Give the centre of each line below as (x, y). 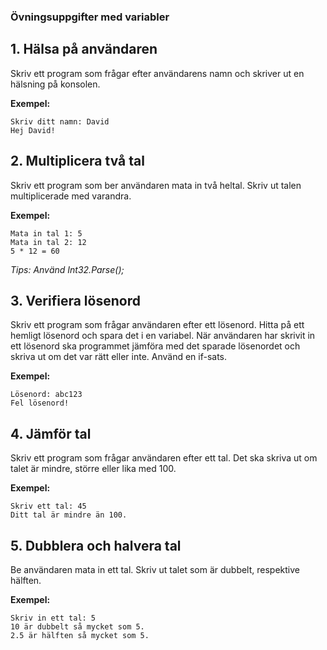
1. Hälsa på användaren (84, 49)
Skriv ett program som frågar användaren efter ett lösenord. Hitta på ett (157, 325)
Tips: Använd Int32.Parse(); (67, 269)
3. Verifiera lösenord (75, 300)
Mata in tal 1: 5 (46, 233)
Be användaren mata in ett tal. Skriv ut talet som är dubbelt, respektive (155, 569)
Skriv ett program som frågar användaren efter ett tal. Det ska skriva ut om (164, 458)
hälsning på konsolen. (55, 84)
